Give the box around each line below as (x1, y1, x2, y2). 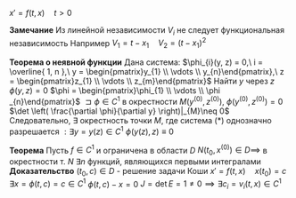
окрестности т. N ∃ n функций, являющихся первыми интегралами (9, 156, 261, 167)
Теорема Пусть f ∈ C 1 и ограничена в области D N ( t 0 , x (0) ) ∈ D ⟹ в (9, 143, 267, 158)
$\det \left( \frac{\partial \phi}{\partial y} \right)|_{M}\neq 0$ (9, 106, 230, 116)
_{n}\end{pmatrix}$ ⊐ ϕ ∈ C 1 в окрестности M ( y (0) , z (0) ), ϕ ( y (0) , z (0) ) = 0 (9, 95, 284, 107)
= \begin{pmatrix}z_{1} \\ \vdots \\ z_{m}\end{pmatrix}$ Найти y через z (9, 75, 275, 87)
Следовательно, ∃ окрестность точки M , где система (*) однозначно (9, 115, 272, 125)
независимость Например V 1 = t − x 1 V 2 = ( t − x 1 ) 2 (9, 36, 207, 51)
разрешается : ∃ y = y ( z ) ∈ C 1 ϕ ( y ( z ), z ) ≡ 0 (9, 124, 174, 137)
